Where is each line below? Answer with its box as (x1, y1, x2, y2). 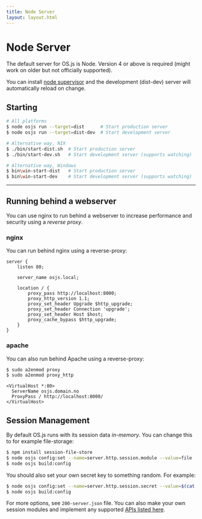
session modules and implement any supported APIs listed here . (6, 506, 165, 513)
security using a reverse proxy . (6, 218, 83, 225)
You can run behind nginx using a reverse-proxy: (6, 247, 127, 254)
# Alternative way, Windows (6, 162, 77, 169)
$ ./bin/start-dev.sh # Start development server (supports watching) (6, 151, 192, 157)
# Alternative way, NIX (6, 140, 66, 146)
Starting (6, 102, 38, 112)
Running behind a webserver (6, 196, 117, 206)
